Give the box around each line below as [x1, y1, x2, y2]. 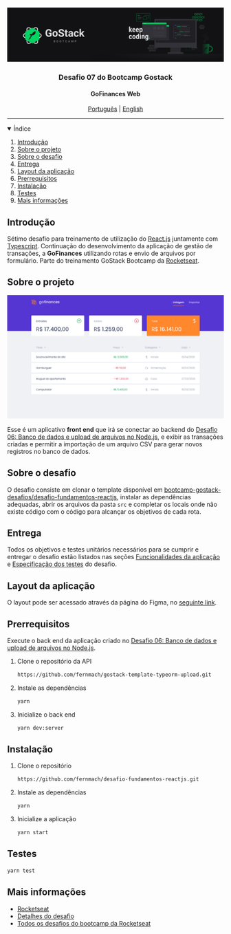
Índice [13, 124, 31, 133]
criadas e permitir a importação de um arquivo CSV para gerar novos [7, 439, 203, 448]
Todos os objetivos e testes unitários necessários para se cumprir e [7, 545, 199, 554]
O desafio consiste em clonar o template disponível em [7, 486, 163, 494]
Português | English [87, 105, 144, 113]
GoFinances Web [90, 89, 141, 98]
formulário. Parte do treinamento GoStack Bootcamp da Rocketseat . [7, 256, 199, 265]
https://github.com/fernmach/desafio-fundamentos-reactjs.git [16, 776, 199, 783]
